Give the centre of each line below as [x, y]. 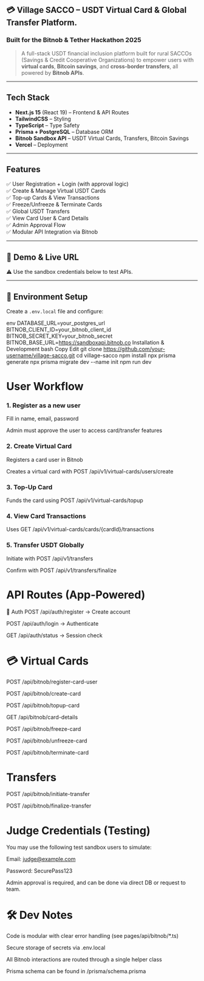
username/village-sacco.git [41, 355]
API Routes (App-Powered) [76, 595]
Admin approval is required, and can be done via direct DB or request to [96, 883]
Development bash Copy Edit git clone [54, 349]
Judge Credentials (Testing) [78, 830]
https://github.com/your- [134, 349]
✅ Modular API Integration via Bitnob [52, 232]
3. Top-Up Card [29, 487]
